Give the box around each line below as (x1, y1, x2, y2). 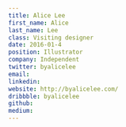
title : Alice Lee (8, 11, 66, 20)
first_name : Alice (8, 19, 69, 27)
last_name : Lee (8, 26, 59, 34)
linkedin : (8, 77, 41, 85)
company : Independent (8, 56, 80, 64)
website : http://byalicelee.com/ (8, 84, 119, 93)
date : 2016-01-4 (8, 41, 62, 49)
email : (8, 70, 30, 78)
